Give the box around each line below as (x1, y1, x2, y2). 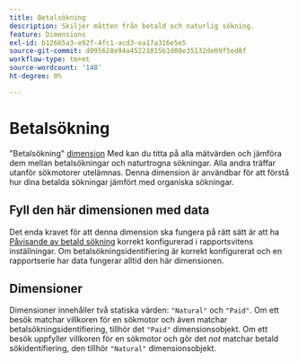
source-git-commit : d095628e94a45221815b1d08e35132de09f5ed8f (9, 47, 247, 56)
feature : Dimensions (9, 30, 87, 39)
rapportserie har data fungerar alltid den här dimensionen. (9, 255, 224, 266)
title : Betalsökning (9, 13, 87, 22)
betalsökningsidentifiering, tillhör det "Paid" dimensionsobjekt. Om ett (9, 324, 267, 335)
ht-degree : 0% (9, 72, 63, 81)
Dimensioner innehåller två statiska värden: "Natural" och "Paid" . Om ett (9, 305, 280, 315)
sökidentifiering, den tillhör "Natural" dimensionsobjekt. (9, 343, 217, 354)
